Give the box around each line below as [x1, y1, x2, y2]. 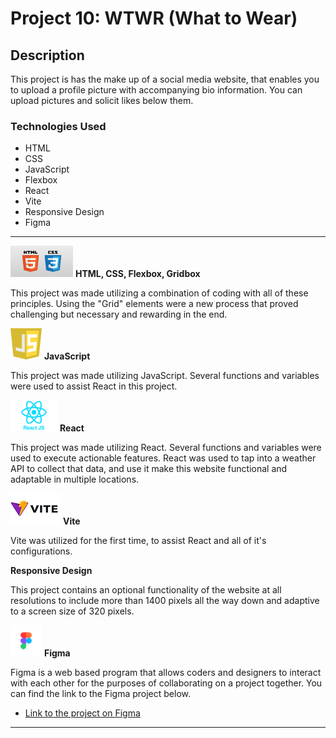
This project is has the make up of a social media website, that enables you [10, 73, 320, 85]
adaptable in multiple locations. [10, 473, 140, 486]
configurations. [10, 545, 73, 557]
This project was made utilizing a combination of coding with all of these [10, 287, 309, 299]
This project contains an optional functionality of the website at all [10, 584, 282, 596]
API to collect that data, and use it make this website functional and [10, 463, 288, 475]
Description [10, 47, 85, 64]
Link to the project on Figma [24, 707, 141, 719]
